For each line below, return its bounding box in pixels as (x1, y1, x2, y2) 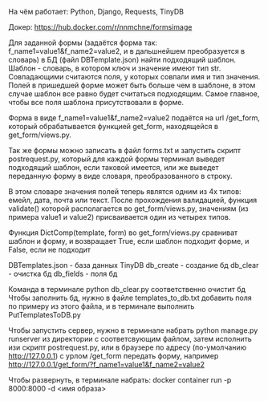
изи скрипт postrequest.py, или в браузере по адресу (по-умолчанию (8, 342, 247, 352)
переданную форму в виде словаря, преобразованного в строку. (8, 172, 233, 180)
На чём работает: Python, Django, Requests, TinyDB (8, 7, 185, 16)
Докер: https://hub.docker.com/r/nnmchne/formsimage (8, 22, 193, 31)
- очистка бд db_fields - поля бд (8, 269, 118, 278)
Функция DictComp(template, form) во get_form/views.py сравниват (8, 228, 238, 237)
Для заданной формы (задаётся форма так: (8, 38, 158, 47)
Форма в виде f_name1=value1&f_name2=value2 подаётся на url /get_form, (8, 113, 261, 123)
